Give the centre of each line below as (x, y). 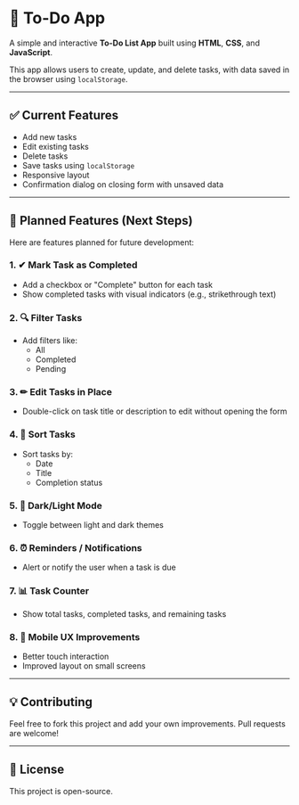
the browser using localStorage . (69, 78)
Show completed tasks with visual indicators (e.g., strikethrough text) (149, 294)
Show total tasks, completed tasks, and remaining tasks (124, 613)
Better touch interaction (65, 656)
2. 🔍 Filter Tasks (46, 317)
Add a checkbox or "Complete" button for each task (117, 284)
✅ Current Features (64, 115)
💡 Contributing (51, 702)
